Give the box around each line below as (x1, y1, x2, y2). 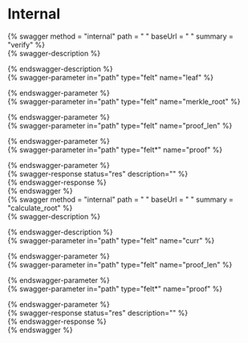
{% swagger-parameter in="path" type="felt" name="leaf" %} (7, 72, 214, 82)
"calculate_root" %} (7, 202, 73, 213)
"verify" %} (7, 39, 46, 49)
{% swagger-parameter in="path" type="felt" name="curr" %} (7, 235, 215, 245)
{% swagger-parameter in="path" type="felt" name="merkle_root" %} (7, 96, 241, 106)
